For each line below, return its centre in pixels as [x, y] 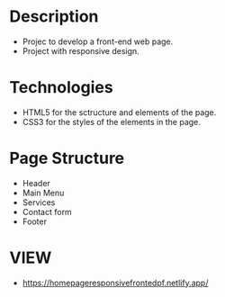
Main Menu [43, 193]
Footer [35, 221]
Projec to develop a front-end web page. [98, 41]
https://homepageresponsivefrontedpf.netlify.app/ [115, 283]
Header [36, 183]
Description [54, 17]
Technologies [62, 88]
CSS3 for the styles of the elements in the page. [111, 121]
